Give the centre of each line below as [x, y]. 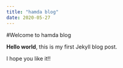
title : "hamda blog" [33, 12]
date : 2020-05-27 [28, 18]
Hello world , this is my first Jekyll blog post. [62, 47]
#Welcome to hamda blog [39, 35]
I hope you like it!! [28, 58]
